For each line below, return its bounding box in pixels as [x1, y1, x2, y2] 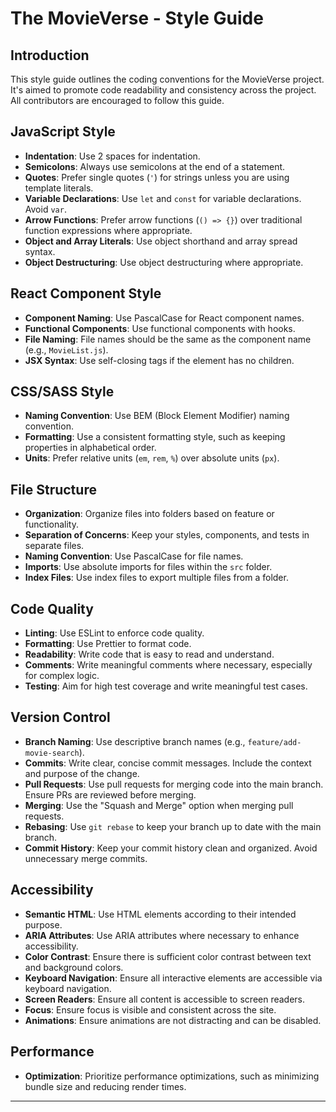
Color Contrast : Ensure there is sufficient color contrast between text [24, 950, 312, 962]
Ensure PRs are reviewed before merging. [24, 788, 197, 801]
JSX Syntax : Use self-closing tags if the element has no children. [24, 354, 295, 366]
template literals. [24, 182, 94, 194]
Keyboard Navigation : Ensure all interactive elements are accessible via [24, 972, 323, 984]
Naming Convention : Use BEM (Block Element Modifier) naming [24, 410, 290, 422]
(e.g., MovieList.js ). [24, 343, 109, 356]
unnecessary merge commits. [24, 852, 148, 864]
